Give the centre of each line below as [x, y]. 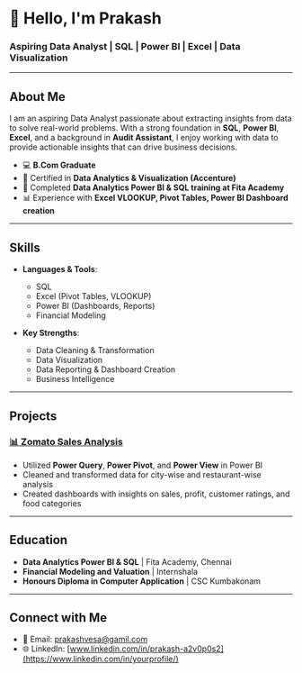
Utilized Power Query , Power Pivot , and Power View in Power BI [142, 465]
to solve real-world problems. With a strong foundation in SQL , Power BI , [144, 128]
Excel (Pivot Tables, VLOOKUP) [93, 296]
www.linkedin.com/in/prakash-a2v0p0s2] [147, 649]
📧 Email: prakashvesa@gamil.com [85, 640]
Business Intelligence [75, 379]
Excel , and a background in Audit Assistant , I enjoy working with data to [144, 138]
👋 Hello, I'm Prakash [85, 18]
